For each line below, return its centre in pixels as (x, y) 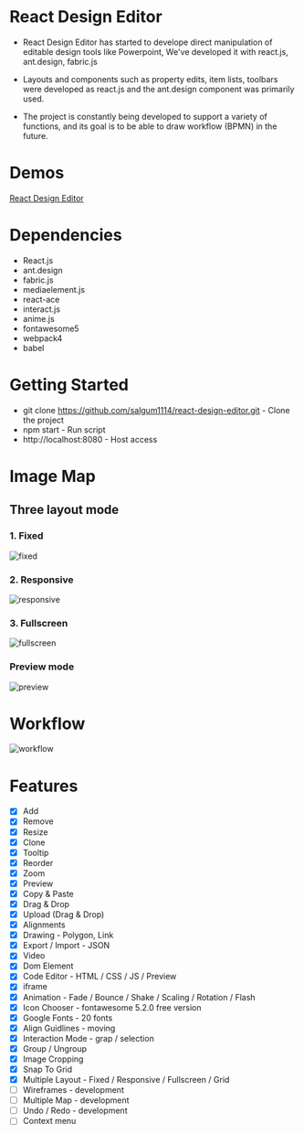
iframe (35, 987)
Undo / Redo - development (75, 1111)
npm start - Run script (64, 429)
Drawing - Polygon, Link (68, 936)
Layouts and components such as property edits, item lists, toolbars (150, 79)
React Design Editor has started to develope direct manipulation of (147, 42)
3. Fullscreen (39, 623)
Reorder (38, 862)
